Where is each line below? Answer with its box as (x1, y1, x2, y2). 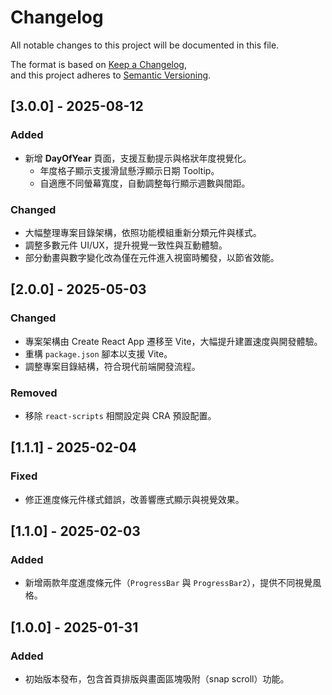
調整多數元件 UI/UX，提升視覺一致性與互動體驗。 (24, 239, 228, 251)
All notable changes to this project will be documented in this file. (10, 39, 280, 51)
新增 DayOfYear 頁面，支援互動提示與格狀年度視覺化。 (24, 152, 252, 164)
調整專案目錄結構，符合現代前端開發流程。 (24, 360, 201, 372)
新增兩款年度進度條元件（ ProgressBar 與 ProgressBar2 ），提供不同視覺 (24, 577, 313, 589)
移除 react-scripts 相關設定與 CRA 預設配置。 (24, 409, 217, 421)
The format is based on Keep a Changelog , (10, 58, 187, 70)
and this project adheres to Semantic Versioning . (10, 69, 212, 81)
